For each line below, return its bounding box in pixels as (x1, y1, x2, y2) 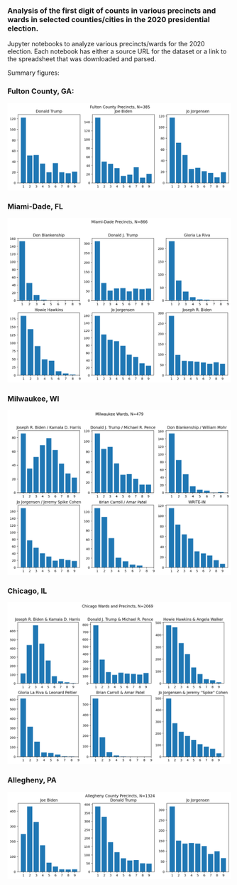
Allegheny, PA (7, 775, 57, 785)
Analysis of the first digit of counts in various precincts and (7, 6, 216, 16)
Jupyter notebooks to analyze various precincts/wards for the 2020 (7, 40, 205, 48)
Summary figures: (7, 68, 60, 77)
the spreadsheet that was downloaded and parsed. (7, 55, 157, 63)
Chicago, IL (7, 586, 48, 596)
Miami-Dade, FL (7, 201, 64, 211)
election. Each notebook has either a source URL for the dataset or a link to (7, 47, 227, 56)
